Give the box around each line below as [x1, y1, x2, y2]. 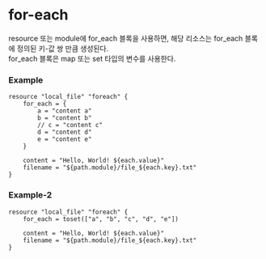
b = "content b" [37, 114, 92, 122]
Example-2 [8, 189, 53, 201]
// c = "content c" [37, 121, 103, 129]
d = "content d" [37, 128, 92, 137]
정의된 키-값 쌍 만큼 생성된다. [16, 43, 109, 53]
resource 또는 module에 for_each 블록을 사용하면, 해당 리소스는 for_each [8, 33, 243, 43]
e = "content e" [37, 135, 92, 143]
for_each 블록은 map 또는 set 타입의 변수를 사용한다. [8, 53, 176, 63]
